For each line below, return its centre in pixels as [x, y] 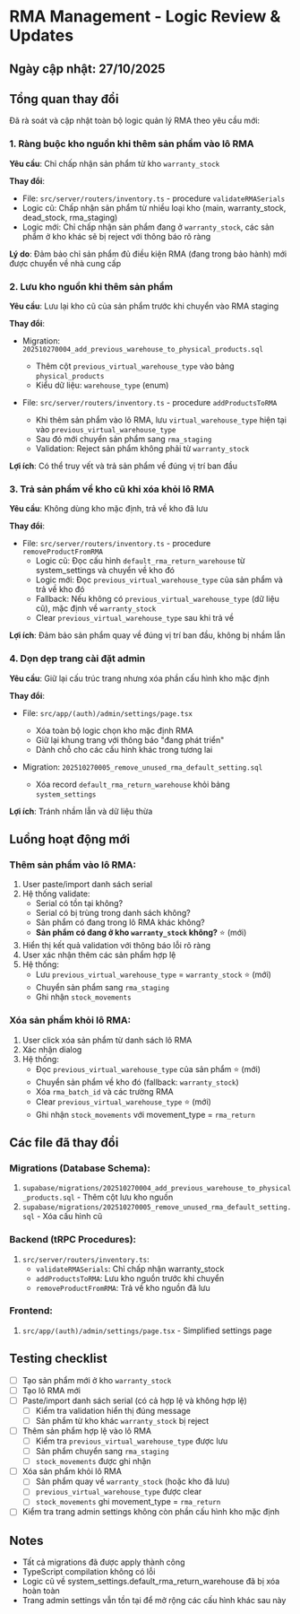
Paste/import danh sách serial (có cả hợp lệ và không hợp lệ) [135, 1400]
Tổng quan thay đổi [64, 99]
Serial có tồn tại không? [79, 903]
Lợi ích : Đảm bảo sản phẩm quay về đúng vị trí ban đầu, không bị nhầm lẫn [147, 635]
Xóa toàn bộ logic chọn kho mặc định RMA [115, 730]
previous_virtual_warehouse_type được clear [119, 1492]
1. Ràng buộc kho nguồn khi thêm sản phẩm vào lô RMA [132, 144]
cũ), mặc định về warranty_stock [96, 608]
